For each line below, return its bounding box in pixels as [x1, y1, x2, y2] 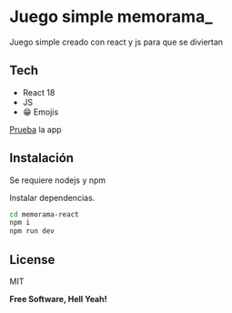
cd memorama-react [9, 209, 79, 219]
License [9, 252, 55, 268]
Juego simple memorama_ [9, 6, 213, 27]
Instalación [9, 150, 75, 166]
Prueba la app [9, 124, 62, 135]
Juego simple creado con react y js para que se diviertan [9, 36, 224, 47]
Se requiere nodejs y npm [9, 175, 106, 186]
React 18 [22, 86, 55, 97]
